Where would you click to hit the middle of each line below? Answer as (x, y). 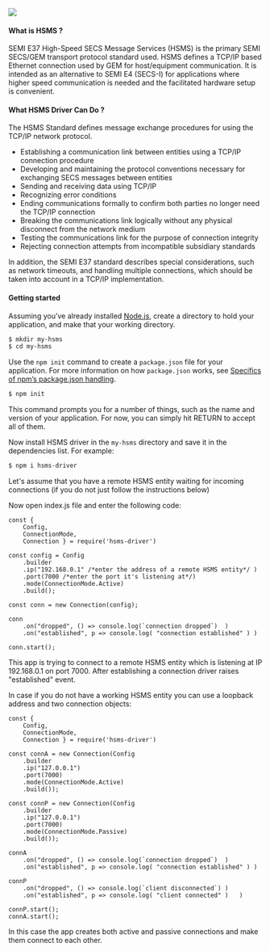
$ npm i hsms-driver (43, 466)
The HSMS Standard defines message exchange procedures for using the (131, 128)
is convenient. (31, 91)
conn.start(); (32, 648)
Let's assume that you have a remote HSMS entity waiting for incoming (126, 482)
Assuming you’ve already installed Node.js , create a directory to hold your (131, 316)
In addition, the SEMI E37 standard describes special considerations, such (131, 262)
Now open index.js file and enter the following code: (95, 506)
